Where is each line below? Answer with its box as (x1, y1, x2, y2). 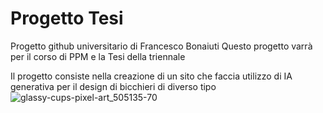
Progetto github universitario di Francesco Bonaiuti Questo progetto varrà (10, 40, 313, 52)
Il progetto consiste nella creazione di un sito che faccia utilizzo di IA (10, 70, 293, 82)
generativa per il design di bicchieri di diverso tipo (10, 80, 217, 92)
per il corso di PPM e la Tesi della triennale (10, 50, 186, 62)
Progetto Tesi (10, 7, 124, 30)
